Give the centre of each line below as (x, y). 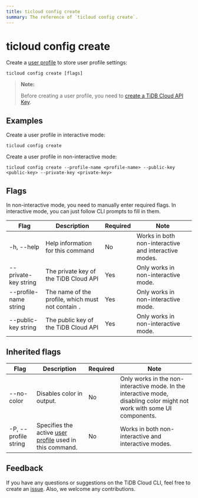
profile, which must (72, 300)
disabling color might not (154, 401)
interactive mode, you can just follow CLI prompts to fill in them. (83, 211)
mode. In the (168, 386)
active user (52, 432)
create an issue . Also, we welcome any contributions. (71, 489)
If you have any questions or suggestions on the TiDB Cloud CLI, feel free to (98, 483)
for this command (70, 250)
